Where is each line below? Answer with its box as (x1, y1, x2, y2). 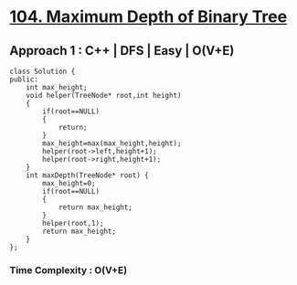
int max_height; (26, 83, 89, 92)
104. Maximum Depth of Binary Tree (9, 6, 288, 27)
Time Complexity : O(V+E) (9, 263, 128, 276)
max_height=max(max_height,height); (42, 139, 182, 148)
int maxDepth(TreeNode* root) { (26, 171, 149, 180)
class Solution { (9, 67, 76, 76)
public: (9, 75, 39, 84)
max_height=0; (42, 179, 96, 188)
